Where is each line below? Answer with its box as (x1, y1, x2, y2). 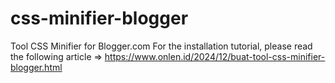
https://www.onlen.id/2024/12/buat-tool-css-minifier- (104, 50, 326, 62)
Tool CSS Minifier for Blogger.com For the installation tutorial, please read (10, 40, 313, 52)
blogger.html (10, 61, 63, 73)
